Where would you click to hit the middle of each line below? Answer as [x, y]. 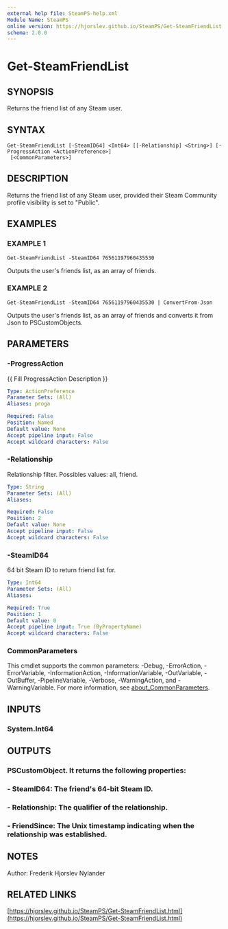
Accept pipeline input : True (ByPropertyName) [75, 627]
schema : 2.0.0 [27, 33]
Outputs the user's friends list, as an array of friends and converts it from [110, 315]
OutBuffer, [22, 681]
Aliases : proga [29, 404]
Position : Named [30, 423]
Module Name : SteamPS [38, 20]
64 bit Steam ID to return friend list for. [62, 570]
